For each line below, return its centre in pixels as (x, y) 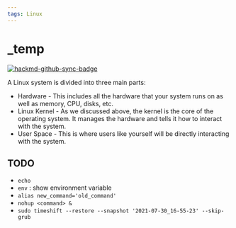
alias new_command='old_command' (67, 196)
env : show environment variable (64, 188)
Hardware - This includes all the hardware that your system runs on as (120, 96)
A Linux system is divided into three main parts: (77, 82)
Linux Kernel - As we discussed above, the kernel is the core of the (116, 111)
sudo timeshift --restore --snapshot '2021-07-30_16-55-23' (108, 211)
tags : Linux (25, 14)
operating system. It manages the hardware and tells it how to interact (120, 118)
